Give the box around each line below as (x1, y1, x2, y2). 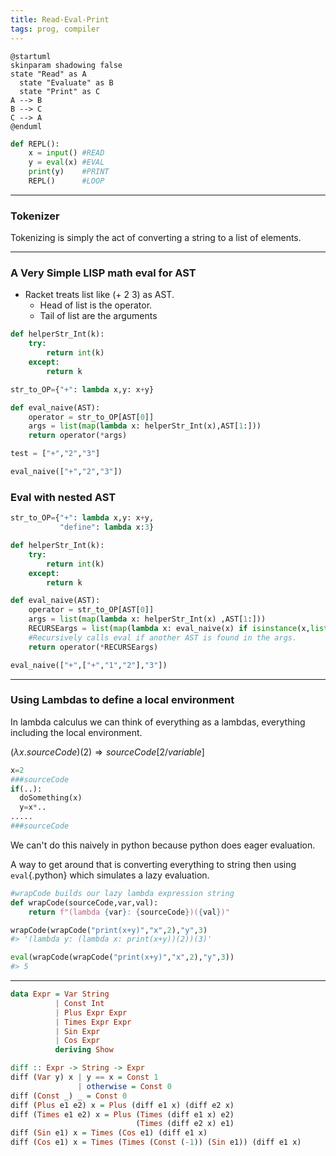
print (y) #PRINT (28, 167, 110, 177)
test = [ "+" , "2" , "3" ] (10, 449, 101, 459)
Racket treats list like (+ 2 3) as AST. (24, 289, 175, 301)
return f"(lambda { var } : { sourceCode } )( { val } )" (28, 907, 230, 917)
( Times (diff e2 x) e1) (135, 1119, 235, 1129)
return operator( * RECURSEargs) (28, 642, 159, 652)
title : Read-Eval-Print (10, 14, 110, 25)
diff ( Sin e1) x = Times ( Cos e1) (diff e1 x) (10, 1128, 208, 1138)
